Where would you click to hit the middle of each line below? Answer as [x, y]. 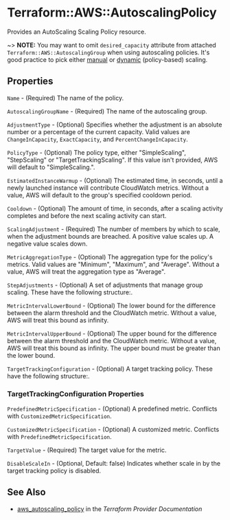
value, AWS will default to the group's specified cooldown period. [100, 195]
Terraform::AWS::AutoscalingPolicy [112, 13]
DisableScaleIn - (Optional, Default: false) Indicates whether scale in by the [114, 464]
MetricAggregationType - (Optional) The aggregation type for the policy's [110, 257]
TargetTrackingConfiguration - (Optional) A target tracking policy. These [110, 369]
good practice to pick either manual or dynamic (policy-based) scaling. [107, 59]
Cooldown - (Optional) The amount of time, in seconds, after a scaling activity [115, 208]
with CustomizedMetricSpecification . [59, 416]
